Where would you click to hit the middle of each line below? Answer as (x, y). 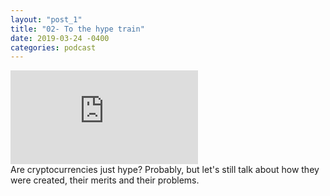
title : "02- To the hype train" (77, 29)
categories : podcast (53, 47)
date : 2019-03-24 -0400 (60, 38)
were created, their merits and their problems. (105, 180)
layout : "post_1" (46, 19)
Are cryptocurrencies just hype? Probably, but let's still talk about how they (165, 170)
